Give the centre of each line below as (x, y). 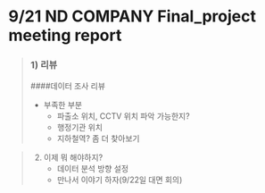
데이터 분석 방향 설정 (93, 169)
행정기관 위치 (80, 128)
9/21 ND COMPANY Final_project (132, 17)
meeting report (65, 35)
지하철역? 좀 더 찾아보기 (98, 138)
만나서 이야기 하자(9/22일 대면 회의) (120, 180)
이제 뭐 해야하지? (73, 157)
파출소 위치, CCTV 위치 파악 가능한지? (123, 116)
